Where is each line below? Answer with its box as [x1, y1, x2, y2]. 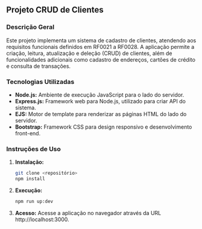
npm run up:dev [14, 199, 54, 205]
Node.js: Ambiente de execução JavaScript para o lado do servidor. [14, 91, 185, 98]
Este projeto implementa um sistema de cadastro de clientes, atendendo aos [6, 36, 197, 44]
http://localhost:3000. [14, 216, 69, 223]
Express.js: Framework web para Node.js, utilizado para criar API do [14, 97, 186, 105]
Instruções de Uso [6, 144, 62, 153]
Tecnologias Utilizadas [6, 77, 75, 86]
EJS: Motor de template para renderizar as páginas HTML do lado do [14, 110, 187, 117]
